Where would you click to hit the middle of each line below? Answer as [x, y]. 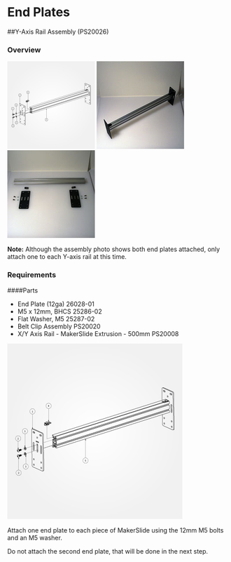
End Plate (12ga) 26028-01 [56, 304]
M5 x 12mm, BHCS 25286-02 [60, 311]
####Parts [23, 290]
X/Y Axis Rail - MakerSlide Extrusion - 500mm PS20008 [98, 333]
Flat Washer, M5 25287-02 [56, 319]
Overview [24, 50]
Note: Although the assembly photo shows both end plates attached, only [114, 249]
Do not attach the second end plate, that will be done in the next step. [108, 551]
